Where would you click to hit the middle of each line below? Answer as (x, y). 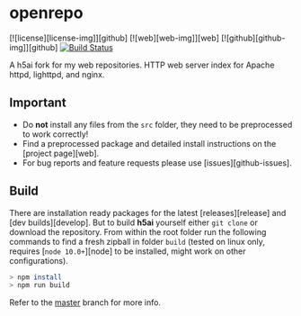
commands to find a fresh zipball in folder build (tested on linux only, (137, 241)
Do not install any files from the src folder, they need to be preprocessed (157, 124)
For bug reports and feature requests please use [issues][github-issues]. (157, 163)
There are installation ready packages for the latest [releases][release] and (148, 212)
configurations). (39, 260)
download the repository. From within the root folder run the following (138, 231)
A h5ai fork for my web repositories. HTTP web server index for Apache (142, 65)
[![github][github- (253, 38)
